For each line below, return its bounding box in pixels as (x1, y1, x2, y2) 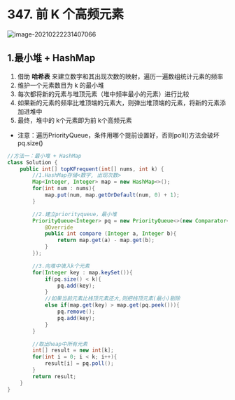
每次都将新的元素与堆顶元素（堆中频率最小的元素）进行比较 (17, 89, 190, 98)
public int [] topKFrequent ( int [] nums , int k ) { (20, 166, 164, 173)
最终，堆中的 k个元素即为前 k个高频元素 (17, 116, 133, 124)
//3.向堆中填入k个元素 (32, 262, 90, 269)
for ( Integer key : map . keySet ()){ (32, 269, 133, 276)
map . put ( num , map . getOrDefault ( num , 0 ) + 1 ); (44, 192, 180, 199)
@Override (44, 224, 73, 231)
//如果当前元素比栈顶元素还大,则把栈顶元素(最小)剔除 (44, 295, 180, 302)
